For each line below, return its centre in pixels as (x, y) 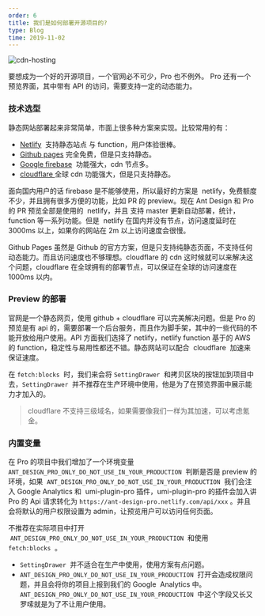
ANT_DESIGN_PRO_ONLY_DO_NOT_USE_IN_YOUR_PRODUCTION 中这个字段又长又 (136, 595)
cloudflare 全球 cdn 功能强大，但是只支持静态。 (97, 174)
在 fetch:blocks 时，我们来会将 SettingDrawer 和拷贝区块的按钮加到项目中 (131, 374)
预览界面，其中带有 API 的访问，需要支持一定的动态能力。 (102, 86)
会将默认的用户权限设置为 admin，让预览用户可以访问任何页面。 (113, 512)
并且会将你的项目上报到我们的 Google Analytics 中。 (120, 584)
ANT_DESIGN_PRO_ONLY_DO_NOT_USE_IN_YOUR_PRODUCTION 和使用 (109, 538)
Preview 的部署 (37, 299)
